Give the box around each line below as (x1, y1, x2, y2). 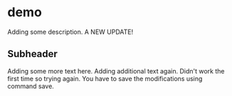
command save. (7, 82, 55, 90)
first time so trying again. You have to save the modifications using (7, 74, 203, 83)
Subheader (7, 48, 58, 60)
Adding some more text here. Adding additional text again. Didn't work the (7, 66, 225, 75)
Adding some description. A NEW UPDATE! (7, 28, 134, 36)
